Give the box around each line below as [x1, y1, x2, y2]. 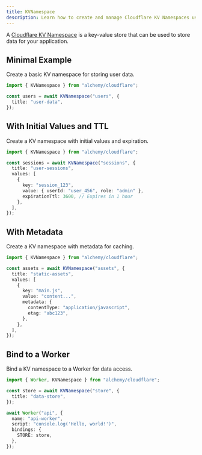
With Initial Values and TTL [6, 121, 109, 131]
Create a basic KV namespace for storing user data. [6, 71, 135, 78]
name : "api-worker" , [11, 415, 63, 422]
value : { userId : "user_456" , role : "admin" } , [22, 187, 144, 193]
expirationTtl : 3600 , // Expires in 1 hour [22, 193, 133, 199]
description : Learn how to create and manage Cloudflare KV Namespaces [6, 14, 189, 20]
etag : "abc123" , [28, 310, 69, 316]
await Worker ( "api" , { [6, 410, 63, 416]
